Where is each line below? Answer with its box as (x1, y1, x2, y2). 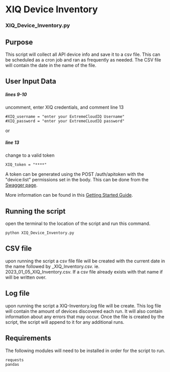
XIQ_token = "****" (5, 162, 47, 168)
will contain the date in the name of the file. (5, 62, 96, 68)
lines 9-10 (5, 91, 27, 97)
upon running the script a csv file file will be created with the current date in (5, 258, 165, 264)
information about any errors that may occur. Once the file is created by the (5, 314, 165, 320)
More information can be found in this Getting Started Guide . (5, 192, 133, 198)
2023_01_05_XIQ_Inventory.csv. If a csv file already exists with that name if (5, 268, 163, 275)
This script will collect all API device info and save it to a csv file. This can (5, 51, 160, 57)
